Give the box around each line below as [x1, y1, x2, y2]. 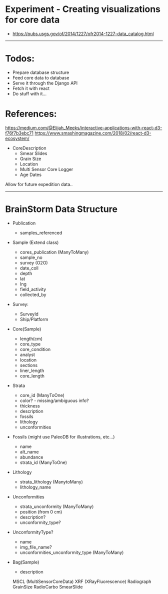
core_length [19, 372, 45, 378]
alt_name [19, 448, 39, 454]
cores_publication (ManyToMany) [19, 249, 89, 255]
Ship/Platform [19, 316, 48, 322]
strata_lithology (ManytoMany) [19, 478, 83, 484]
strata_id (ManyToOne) [19, 459, 67, 465]
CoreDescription [12, 145, 46, 151]
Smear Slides [19, 150, 47, 156]
